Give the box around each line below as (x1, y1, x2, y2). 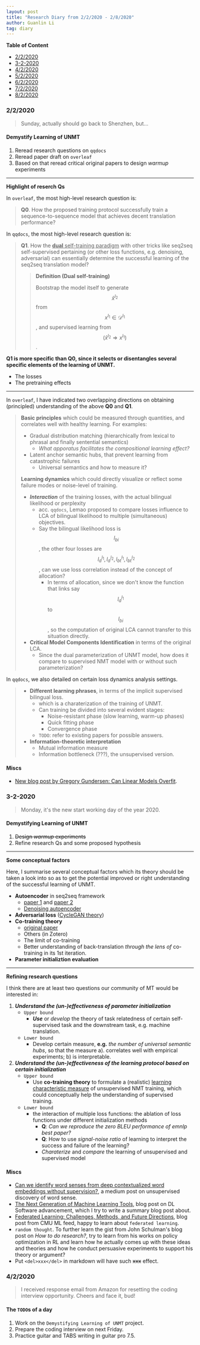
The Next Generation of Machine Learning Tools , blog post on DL (14, 1201, 175, 1208)
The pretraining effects (14, 379, 71, 386)
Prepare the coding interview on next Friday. (14, 1325, 124, 1332)
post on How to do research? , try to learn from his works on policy (14, 1232, 178, 1239)
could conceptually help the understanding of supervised (32, 1091, 174, 1098)
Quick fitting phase (47, 719, 94, 726)
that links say (47, 585, 80, 592)
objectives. (38, 519, 66, 526)
